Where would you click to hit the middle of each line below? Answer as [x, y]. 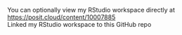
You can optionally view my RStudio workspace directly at [91, 10]
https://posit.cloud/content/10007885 [61, 17]
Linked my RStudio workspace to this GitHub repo [79, 24]
